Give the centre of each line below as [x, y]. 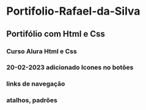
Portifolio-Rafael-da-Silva [73, 11]
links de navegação [36, 84]
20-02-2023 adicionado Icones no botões [70, 67]
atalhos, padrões [32, 100]
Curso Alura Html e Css [42, 51]
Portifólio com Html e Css [56, 34]
